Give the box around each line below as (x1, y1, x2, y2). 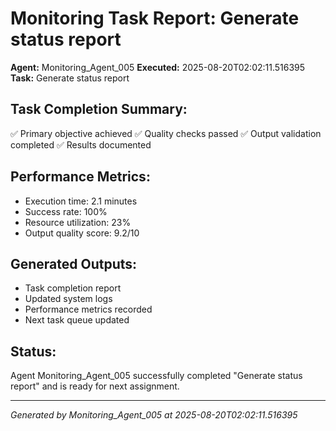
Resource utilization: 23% (24, 216, 132, 228)
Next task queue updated (24, 314, 130, 326)
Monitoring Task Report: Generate (10, 7, 300, 30)
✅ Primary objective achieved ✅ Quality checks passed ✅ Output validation (10, 127, 322, 139)
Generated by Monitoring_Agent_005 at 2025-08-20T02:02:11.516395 (10, 409, 298, 421)
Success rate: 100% (24, 205, 108, 217)
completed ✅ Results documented (10, 138, 152, 151)
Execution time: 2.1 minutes (24, 195, 138, 207)
